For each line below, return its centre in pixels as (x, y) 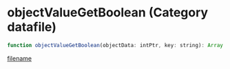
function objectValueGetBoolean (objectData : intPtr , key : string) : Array (115, 45)
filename (20, 58)
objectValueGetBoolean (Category (108, 13)
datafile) (32, 27)
